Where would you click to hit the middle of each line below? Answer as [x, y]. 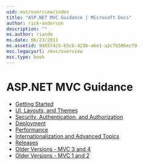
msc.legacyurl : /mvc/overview [45, 52]
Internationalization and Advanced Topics [67, 136]
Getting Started [34, 104]
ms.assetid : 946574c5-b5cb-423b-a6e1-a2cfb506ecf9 [72, 46]
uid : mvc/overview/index [38, 12]
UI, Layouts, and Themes [46, 110]
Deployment [30, 123]
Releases [26, 143]
